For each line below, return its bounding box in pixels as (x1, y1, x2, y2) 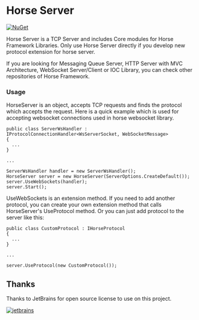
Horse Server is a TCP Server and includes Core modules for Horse (6, 35, 174, 42)
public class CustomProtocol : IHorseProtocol (6, 226, 125, 232)
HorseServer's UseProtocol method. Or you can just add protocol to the (6, 208, 185, 215)
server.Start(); (6, 184, 47, 190)
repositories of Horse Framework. (6, 72, 90, 80)
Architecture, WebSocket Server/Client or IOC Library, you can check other (6, 66, 193, 73)
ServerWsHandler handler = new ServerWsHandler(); (6, 168, 136, 174)
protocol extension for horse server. (6, 48, 95, 55)
